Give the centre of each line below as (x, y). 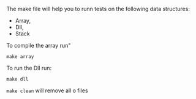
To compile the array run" (39, 46)
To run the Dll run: (29, 68)
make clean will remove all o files (47, 90)
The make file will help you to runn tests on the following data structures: (98, 9)
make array (20, 57)
